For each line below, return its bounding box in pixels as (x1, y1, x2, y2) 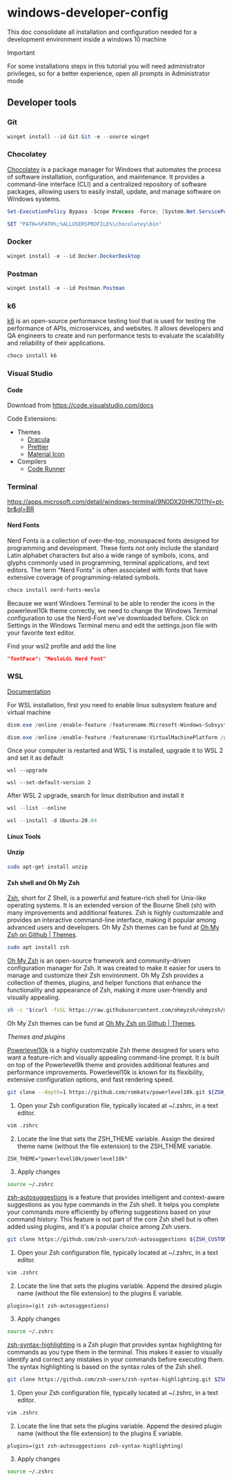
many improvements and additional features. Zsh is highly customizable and (7, 909, 224, 917)
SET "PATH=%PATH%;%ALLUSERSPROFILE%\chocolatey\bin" (7, 220, 162, 228)
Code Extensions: (7, 415, 57, 423)
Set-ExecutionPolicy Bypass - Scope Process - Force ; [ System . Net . (7, 208, 199, 215)
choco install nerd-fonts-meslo (7, 586, 100, 593)
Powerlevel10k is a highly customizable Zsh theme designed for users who (7, 1046, 220, 1054)
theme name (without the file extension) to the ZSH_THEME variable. (17, 1142, 213, 1150)
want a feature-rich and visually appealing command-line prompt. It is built (7, 1053, 220, 1062)
